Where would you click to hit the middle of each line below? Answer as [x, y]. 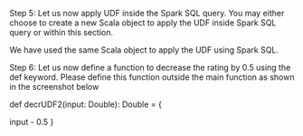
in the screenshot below [54, 87]
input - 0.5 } [32, 122]
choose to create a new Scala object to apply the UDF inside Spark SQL [143, 23]
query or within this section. [62, 32]
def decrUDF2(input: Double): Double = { [86, 104]
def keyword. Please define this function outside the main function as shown [152, 77]
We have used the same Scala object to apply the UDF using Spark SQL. [144, 50]
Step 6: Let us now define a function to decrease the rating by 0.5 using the [150, 68]
